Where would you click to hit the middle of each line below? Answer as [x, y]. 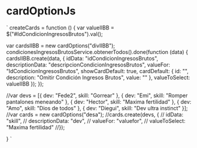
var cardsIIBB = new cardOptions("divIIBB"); [61, 46]
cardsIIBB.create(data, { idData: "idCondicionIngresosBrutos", [82, 58]
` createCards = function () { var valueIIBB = [60, 28]
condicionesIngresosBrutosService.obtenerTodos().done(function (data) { [97, 52]
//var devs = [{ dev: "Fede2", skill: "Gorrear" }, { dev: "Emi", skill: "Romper [97, 95]
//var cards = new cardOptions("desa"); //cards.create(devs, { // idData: [95, 114]
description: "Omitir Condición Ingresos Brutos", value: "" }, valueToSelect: [98, 77]
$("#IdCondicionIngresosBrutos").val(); [54, 34]
